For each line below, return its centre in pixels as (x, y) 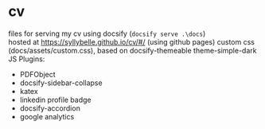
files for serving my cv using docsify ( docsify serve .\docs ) (107, 33)
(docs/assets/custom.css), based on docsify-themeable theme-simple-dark (132, 50)
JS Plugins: (27, 59)
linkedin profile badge (55, 100)
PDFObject (37, 74)
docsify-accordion (50, 108)
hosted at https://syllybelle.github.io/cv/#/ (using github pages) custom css (131, 41)
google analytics (47, 116)
